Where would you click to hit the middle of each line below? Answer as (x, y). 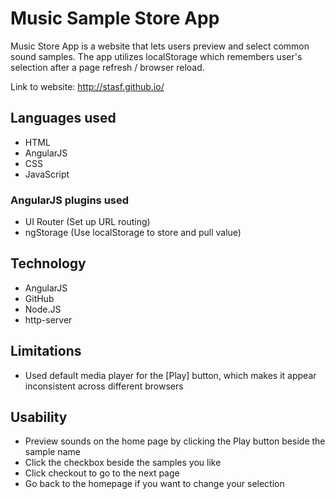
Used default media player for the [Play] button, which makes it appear (170, 375)
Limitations (46, 351)
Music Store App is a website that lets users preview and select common (160, 46)
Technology (48, 263)
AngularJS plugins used (70, 200)
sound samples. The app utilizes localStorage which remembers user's (156, 56)
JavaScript (47, 174)
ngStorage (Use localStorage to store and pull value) (133, 233)
